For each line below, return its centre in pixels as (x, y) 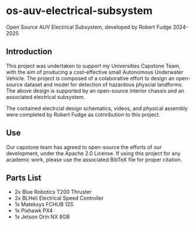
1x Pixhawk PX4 (34, 211)
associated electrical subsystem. (46, 97)
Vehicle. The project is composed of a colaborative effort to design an (90, 78)
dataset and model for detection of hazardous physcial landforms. (104, 84)
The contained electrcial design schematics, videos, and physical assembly (97, 108)
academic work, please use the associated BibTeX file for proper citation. (94, 159)
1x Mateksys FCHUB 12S (44, 204)
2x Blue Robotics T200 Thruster (53, 192)
